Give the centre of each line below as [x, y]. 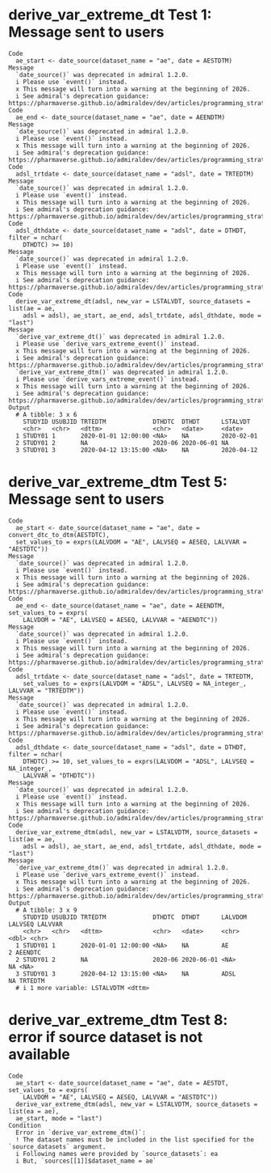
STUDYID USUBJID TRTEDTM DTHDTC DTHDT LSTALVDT [137, 421]
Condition [25, 1125]
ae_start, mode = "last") [59, 1118]
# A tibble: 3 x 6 [47, 414]
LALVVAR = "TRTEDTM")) [46, 690]
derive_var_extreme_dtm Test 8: [118, 1020]
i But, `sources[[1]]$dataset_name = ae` [86, 1161]
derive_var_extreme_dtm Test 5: [118, 482]
